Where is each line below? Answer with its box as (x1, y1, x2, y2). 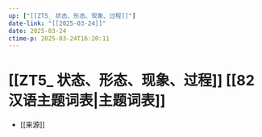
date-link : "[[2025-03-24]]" (8, 19, 106, 27)
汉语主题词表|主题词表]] (8, 92, 166, 110)
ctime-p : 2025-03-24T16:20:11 (8, 34, 110, 43)
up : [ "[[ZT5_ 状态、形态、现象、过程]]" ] (8, 11, 136, 20)
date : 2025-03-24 (8, 27, 67, 35)
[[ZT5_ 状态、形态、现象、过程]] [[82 (8, 72, 256, 89)
